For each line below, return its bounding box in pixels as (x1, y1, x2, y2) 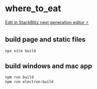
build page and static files (5, 35, 86, 44)
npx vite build (5, 48, 36, 53)
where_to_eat (5, 3, 61, 14)
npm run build (5, 75, 34, 80)
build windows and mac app (5, 62, 92, 70)
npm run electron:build (5, 79, 54, 85)
